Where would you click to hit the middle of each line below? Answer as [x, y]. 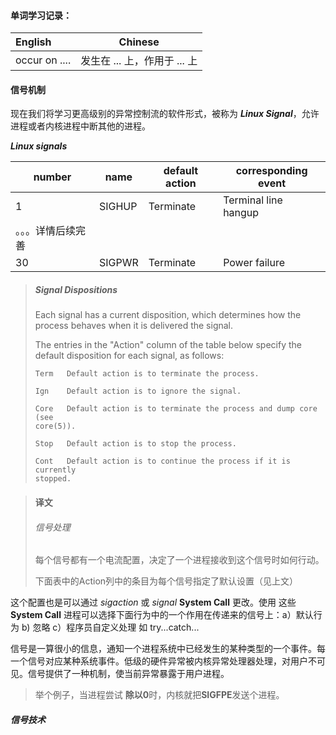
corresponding [271, 171]
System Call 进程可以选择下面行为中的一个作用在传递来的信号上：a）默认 [162, 615]
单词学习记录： [41, 15]
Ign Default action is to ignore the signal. [138, 391]
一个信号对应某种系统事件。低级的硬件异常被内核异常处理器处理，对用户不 [163, 661]
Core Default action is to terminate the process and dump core [176, 409]
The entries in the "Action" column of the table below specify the [168, 345]
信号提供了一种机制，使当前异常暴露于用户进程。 [128, 674]
